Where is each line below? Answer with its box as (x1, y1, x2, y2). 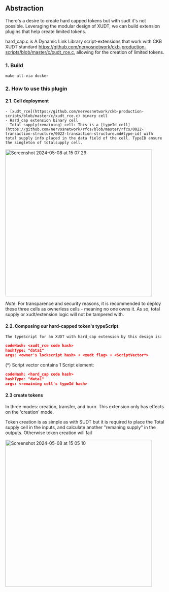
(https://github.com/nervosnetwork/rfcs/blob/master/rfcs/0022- (5, 127, 144, 132)
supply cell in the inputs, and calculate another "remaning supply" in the (5, 424, 156, 430)
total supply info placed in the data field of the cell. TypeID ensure (5, 136, 162, 141)
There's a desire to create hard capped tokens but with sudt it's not (5, 17, 146, 23)
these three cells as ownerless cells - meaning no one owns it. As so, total (5, 306, 160, 312)
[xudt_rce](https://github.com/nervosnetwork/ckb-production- (10, 109, 144, 114)
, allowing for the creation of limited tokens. (73, 49, 164, 55)
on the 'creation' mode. (5, 409, 54, 415)
